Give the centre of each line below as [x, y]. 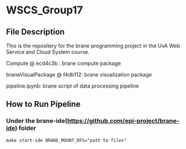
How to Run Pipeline [43, 104]
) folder [25, 128]
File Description [35, 32]
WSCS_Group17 [44, 10]
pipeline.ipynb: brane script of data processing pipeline [73, 86]
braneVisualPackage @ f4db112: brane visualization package [79, 74]
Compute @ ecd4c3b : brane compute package [63, 63]
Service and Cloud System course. [48, 52]
